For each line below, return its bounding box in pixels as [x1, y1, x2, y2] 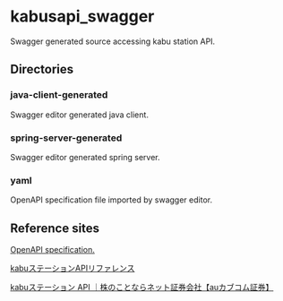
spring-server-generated [10, 132, 123, 144]
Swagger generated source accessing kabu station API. [10, 36, 216, 47]
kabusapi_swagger [10, 6, 155, 27]
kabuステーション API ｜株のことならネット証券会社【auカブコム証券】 [10, 282, 274, 293]
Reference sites [10, 220, 100, 236]
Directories [10, 62, 74, 77]
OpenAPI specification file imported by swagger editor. [10, 194, 213, 205]
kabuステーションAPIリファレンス [10, 262, 135, 274]
